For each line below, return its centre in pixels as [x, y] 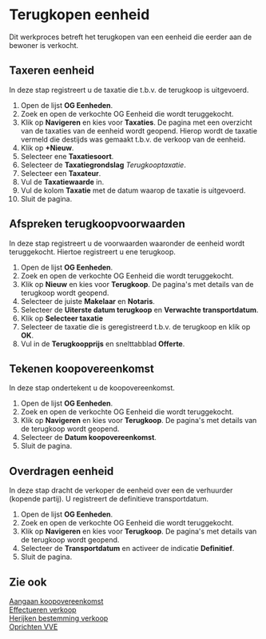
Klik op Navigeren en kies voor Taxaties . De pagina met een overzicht [136, 122]
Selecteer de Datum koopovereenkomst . [88, 437]
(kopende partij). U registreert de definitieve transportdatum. [109, 499]
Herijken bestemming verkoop [59, 618]
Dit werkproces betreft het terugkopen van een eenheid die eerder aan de [131, 37]
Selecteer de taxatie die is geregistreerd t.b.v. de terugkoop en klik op [135, 326]
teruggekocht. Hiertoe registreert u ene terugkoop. [93, 252]
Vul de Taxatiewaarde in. [62, 182]
